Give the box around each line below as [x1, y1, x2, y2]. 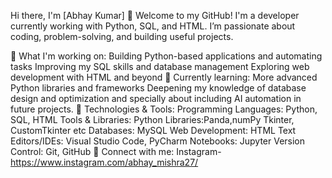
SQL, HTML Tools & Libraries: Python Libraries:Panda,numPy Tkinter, [10, 114, 295, 125]
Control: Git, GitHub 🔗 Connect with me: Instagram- [10, 146, 222, 157]
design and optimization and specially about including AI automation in [10, 93, 302, 104]
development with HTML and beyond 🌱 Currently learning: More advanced [10, 71, 318, 83]
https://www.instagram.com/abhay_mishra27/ [10, 156, 199, 168]
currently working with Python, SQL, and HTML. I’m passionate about [10, 20, 296, 32]
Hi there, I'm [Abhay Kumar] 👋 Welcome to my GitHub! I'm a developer [10, 10, 300, 21]
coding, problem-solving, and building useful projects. [10, 31, 234, 42]
